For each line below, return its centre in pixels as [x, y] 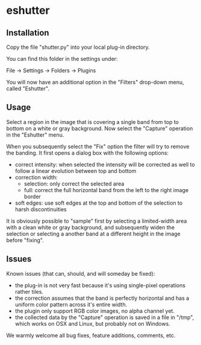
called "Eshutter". [28, 89]
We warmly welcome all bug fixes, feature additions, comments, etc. [91, 335]
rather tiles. [29, 291]
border [32, 196]
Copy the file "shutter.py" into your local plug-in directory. [78, 47]
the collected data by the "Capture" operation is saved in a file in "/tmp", [104, 317]
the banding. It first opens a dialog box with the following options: [88, 153]
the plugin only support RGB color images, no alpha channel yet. [94, 311]
